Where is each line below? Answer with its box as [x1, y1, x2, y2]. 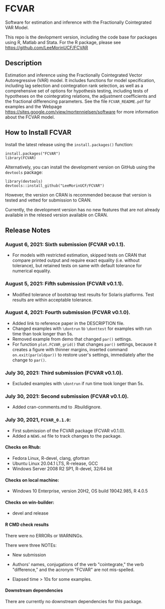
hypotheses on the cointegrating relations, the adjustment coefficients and [5, 93, 157, 99]
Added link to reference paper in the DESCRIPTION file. [12, 320, 125, 326]
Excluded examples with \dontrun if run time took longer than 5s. [12, 381, 144, 387]
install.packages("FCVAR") [5, 151, 61, 156]
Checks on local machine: [5, 477, 59, 483]
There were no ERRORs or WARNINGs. [5, 532, 84, 538]
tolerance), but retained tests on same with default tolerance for [12, 263, 142, 269]
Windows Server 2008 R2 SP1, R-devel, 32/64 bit [12, 465, 112, 472]
